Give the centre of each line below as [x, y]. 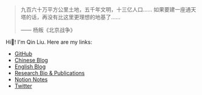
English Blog [30, 67]
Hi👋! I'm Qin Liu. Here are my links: [49, 42]
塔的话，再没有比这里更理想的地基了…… [70, 17]
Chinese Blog [31, 60]
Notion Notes [31, 79]
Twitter [23, 86]
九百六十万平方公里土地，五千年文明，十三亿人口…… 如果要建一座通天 [108, 9]
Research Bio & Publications [49, 73]
